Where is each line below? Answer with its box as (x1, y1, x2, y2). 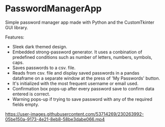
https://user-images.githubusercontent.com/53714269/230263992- (5, 111, 144, 117)
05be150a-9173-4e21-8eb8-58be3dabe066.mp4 (5, 116, 105, 122)
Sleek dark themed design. (12, 43, 68, 49)
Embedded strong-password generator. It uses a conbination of (12, 49, 143, 55)
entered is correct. (12, 91, 51, 97)
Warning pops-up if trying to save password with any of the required (12, 96, 153, 102)
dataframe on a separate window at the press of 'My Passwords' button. (12, 75, 160, 81)
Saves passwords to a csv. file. (12, 65, 76, 71)
